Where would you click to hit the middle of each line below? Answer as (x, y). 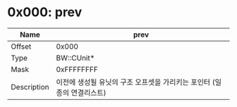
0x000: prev (45, 12)
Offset (21, 46)
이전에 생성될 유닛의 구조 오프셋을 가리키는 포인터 (133, 82)
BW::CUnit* (75, 58)
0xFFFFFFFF (77, 69)
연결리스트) (89, 92)
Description (30, 87)
